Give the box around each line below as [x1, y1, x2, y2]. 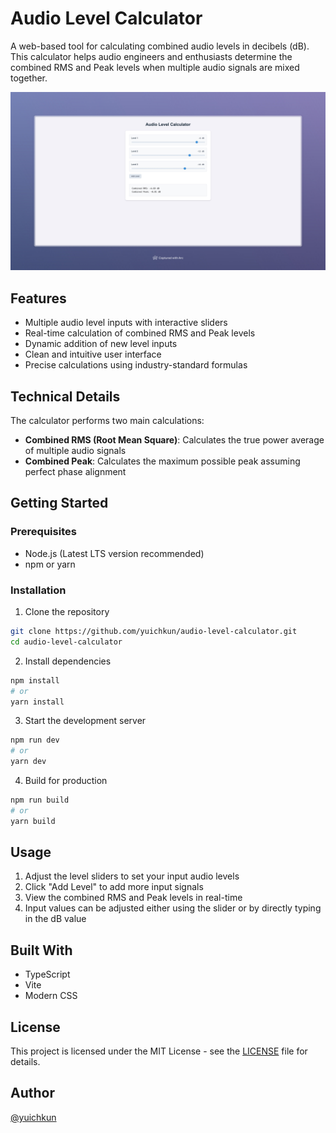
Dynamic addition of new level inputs [24, 338, 178, 350]
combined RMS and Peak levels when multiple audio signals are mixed [10, 61, 300, 73]
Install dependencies [24, 655, 112, 667]
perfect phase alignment [24, 466, 127, 478]
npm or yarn [24, 558, 76, 570]
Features [10, 290, 67, 307]
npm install [10, 675, 60, 686]
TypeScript [24, 968, 71, 981]
